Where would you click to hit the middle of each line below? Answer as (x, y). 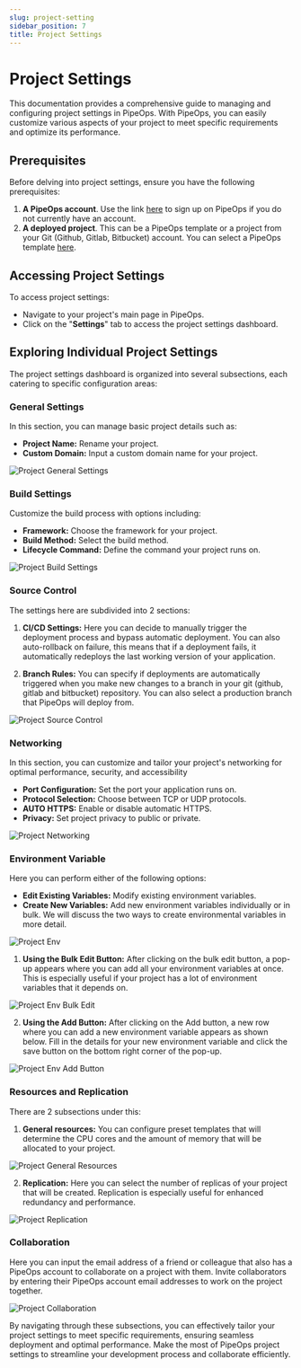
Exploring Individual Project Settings (114, 353)
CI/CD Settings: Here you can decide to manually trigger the (134, 627)
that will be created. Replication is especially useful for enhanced (142, 1192)
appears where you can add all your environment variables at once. (159, 969)
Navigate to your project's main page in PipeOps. (113, 314)
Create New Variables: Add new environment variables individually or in (156, 905)
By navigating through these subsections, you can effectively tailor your (142, 1325)
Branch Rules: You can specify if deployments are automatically (141, 674)
